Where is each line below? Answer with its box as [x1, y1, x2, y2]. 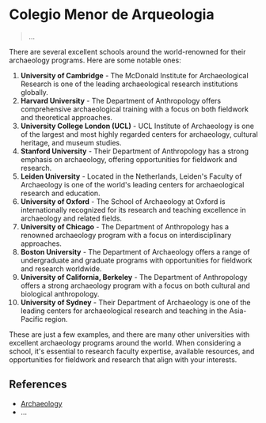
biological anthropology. [20, 289, 100, 298]
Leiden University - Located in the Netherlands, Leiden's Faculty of [20, 172, 242, 181]
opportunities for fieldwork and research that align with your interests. [9, 354, 237, 364]
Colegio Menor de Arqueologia [9, 6, 215, 24]
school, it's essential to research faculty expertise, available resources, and [9, 346, 255, 356]
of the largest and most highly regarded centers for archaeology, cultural [20, 129, 258, 139]
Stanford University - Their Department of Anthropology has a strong [20, 146, 249, 156]
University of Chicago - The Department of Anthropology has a [20, 221, 229, 231]
